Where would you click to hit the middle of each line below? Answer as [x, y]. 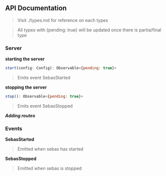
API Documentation [36, 8]
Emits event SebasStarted [44, 77]
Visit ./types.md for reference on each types [63, 20]
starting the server [25, 59]
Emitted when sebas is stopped [49, 169]
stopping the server [26, 87]
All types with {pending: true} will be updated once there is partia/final [89, 30]
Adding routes [20, 115]
